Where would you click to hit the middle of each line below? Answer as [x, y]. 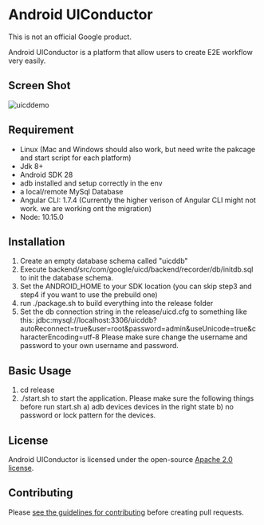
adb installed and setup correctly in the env [91, 183]
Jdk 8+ [32, 166]
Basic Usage [40, 371]
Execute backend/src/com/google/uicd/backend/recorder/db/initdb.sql [136, 269]
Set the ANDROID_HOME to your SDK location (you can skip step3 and [136, 286]
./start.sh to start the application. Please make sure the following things [137, 398]
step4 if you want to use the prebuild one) [89, 295]
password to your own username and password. [99, 346]
